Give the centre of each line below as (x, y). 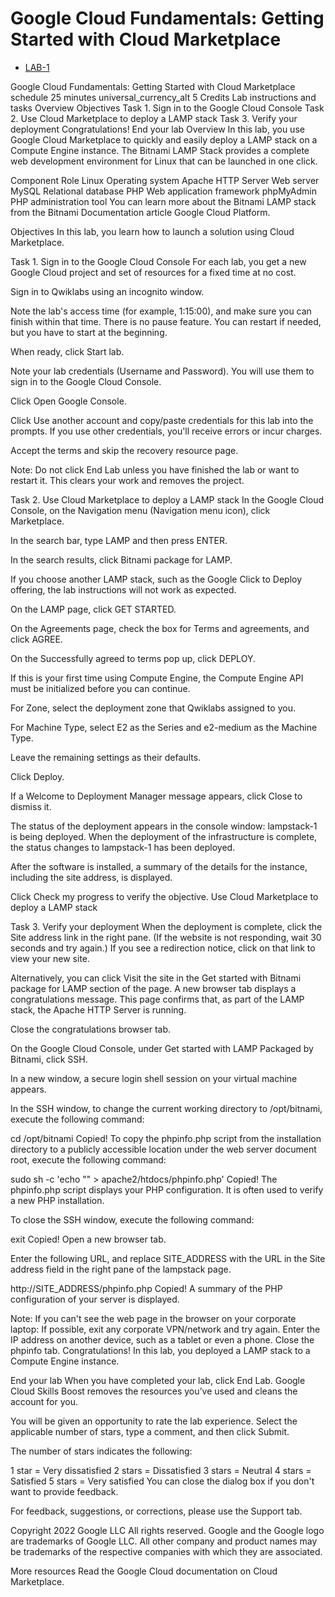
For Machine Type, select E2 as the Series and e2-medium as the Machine (164, 727)
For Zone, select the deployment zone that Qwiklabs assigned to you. (153, 708)
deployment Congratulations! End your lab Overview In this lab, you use (157, 129)
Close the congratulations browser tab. (90, 1029)
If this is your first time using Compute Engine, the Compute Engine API (157, 678)
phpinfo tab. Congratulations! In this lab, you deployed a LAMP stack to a (160, 1350)
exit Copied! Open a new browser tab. (88, 1239)
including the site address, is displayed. (91, 877)
